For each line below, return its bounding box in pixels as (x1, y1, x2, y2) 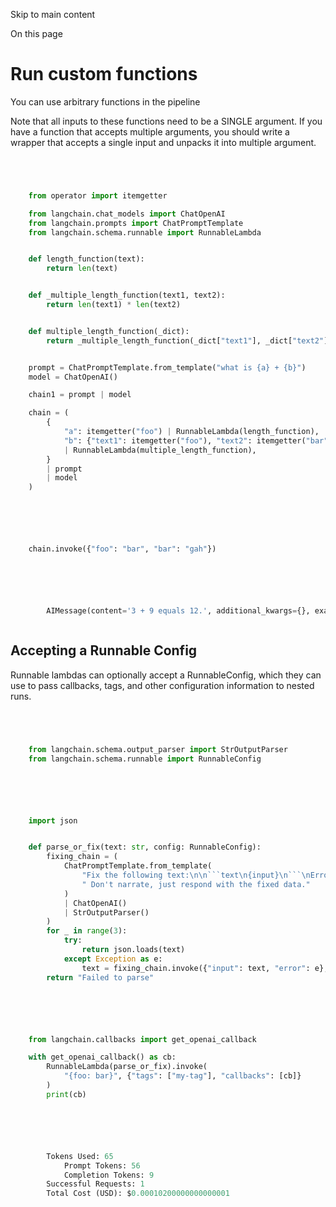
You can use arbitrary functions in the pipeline (10, 95, 201, 108)
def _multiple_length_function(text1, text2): (28, 290, 226, 301)
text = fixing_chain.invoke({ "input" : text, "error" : (81, 963, 311, 973)
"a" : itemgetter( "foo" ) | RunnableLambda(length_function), (63, 427, 320, 437)
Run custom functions (10, 63, 198, 86)
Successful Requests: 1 (46, 1179, 145, 1189)
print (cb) (46, 1089, 87, 1099)
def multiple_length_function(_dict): (28, 326, 190, 336)
